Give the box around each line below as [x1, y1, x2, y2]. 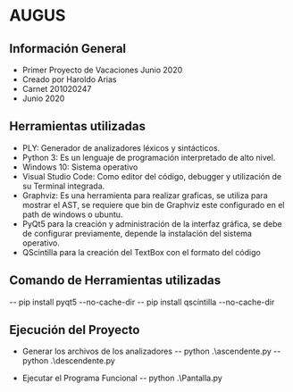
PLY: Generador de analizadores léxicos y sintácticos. [21, 142, 221, 153]
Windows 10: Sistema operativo [21, 162, 138, 172]
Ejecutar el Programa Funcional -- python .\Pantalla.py [21, 372, 223, 384]
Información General [9, 41, 127, 56]
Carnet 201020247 [21, 84, 92, 94]
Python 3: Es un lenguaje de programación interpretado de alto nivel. [21, 152, 276, 163]
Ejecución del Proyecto [9, 322, 140, 338]
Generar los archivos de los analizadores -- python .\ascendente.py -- [21, 346, 281, 357]
